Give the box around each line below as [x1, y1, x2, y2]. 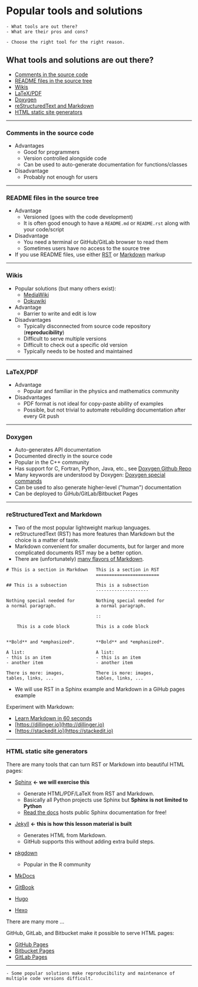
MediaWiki [23, 291, 49, 298]
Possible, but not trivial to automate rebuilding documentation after [23, 406, 186, 413]
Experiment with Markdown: [6, 703, 75, 710]
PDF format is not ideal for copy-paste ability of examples [23, 400, 164, 407]
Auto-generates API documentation [14, 446, 101, 453]
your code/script [23, 226, 64, 233]
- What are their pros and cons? [6, 28, 88, 35]
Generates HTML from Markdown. [23, 831, 107, 839]
